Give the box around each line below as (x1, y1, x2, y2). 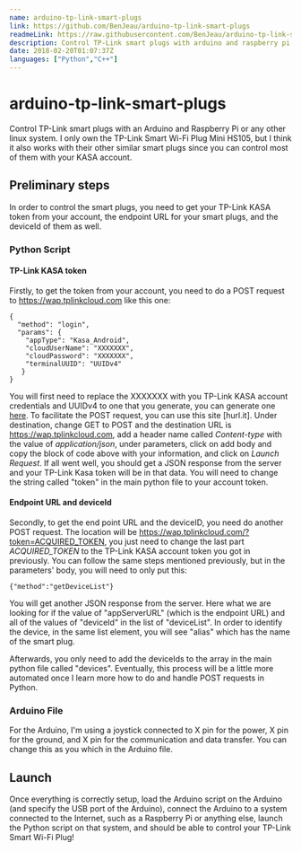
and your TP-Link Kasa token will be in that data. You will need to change (9, 467, 279, 478)
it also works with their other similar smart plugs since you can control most (9, 142, 288, 153)
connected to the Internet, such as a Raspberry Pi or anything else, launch (9, 813, 284, 824)
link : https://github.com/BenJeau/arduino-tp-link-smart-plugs (9, 22, 251, 31)
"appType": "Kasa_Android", (25, 336, 130, 345)
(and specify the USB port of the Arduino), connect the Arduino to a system (9, 803, 288, 814)
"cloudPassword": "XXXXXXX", (25, 351, 134, 360)
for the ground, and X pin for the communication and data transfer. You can (9, 734, 288, 745)
